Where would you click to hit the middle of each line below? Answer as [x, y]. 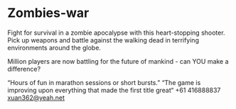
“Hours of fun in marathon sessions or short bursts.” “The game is [104, 82]
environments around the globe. [54, 47]
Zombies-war [48, 13]
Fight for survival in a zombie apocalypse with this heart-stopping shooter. [116, 33]
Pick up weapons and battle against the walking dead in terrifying [103, 40]
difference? [24, 69]
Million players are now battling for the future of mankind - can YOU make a [118, 61]
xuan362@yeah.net [36, 98]
